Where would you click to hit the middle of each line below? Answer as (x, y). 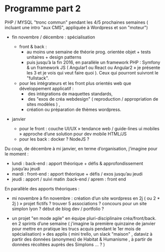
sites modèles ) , (43, 104)
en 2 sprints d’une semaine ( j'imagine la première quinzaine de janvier (84, 223)
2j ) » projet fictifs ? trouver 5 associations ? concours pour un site (79, 203)
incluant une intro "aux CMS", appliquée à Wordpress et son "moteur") (76, 27)
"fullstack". (38, 78)
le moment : (17, 154)
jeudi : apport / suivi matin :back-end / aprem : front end (69, 179)
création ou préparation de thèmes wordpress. (74, 109)
